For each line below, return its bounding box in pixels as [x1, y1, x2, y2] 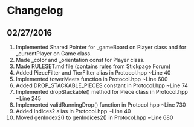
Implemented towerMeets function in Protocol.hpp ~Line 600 [15, 76, 168, 82]
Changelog [7, 4, 63, 17]
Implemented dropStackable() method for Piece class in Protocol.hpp [15, 88, 188, 95]
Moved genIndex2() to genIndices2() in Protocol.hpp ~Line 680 [15, 114, 173, 121]
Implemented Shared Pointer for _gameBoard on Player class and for [15, 43, 187, 51]
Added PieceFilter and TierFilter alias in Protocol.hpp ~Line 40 [15, 69, 171, 76]
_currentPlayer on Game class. [15, 50, 92, 57]
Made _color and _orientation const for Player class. [15, 57, 145, 63]
